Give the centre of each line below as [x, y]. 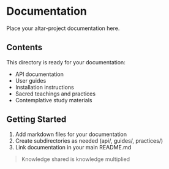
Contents [24, 47]
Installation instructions [45, 87]
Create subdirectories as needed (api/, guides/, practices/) [89, 141]
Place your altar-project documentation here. [63, 28]
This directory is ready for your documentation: [66, 62]
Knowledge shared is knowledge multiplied [76, 159]
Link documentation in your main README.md [73, 147]
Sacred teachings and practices [55, 94]
